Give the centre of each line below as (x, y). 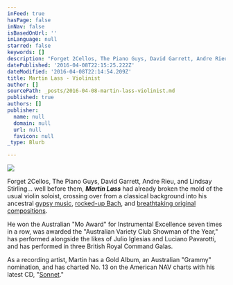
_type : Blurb (26, 143)
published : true (31, 98)
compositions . (27, 211)
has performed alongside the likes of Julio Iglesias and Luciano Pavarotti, (112, 239)
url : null (27, 130)
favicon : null (34, 136)
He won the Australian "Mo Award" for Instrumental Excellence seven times (115, 224)
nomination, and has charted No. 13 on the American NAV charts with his (111, 267)
